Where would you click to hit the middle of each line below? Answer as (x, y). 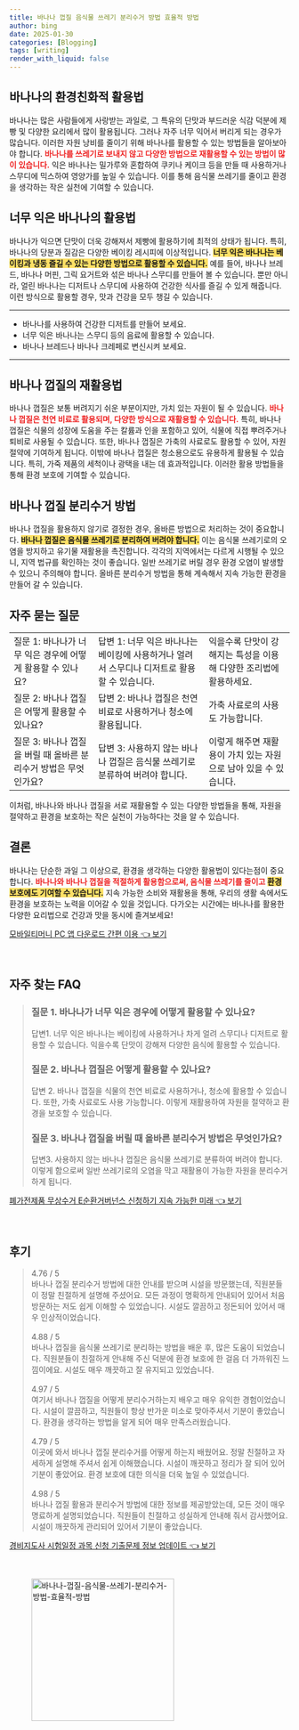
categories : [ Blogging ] (53, 42)
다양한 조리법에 (249, 669)
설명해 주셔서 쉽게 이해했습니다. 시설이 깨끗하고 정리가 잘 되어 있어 (170, 1463)
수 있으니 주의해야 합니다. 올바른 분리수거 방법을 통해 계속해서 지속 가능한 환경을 (148, 573)
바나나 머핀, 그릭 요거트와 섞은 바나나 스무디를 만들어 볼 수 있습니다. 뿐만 (146, 274)
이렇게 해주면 (234, 742)
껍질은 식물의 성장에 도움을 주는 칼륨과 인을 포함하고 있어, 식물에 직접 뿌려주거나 (148, 430)
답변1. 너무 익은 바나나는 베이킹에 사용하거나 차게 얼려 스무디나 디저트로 (155, 1033)
